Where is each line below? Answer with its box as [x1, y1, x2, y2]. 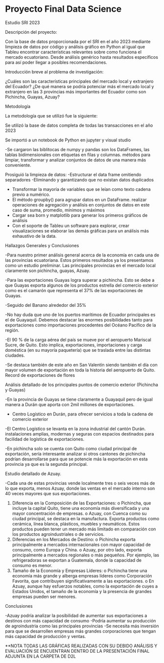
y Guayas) [5, 387, 26, 392]
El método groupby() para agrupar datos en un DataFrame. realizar [12, 197, 147, 203]
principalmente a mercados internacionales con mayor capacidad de [12, 542, 151, 548]
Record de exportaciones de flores [5, 372, 75, 378]
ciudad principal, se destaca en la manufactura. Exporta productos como [12, 515, 160, 522]
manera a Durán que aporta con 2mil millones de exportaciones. [5, 401, 135, 407]
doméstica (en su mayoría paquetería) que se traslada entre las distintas [5, 347, 151, 353]
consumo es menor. [12, 562, 52, 568]
